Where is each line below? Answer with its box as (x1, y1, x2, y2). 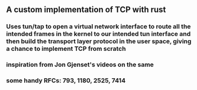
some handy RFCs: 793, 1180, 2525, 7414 (6, 76, 126, 85)
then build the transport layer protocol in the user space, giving (6, 37, 192, 46)
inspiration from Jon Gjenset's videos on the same (6, 60, 154, 69)
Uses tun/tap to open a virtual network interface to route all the (6, 22, 191, 31)
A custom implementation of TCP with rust (6, 5, 166, 15)
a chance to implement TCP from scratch (6, 44, 126, 53)
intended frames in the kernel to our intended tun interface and (6, 30, 191, 38)
